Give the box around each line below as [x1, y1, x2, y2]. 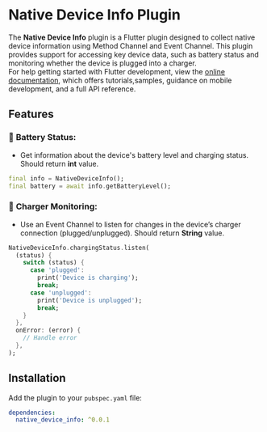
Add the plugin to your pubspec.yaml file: [8, 392, 143, 402]
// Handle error [23, 334, 78, 342]
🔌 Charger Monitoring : [8, 201, 98, 212]
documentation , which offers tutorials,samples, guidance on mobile [8, 75, 232, 85]
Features [8, 108, 54, 121]
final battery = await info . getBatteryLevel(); [8, 182, 172, 190]
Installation [8, 371, 66, 385]
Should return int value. [19, 159, 99, 168]
